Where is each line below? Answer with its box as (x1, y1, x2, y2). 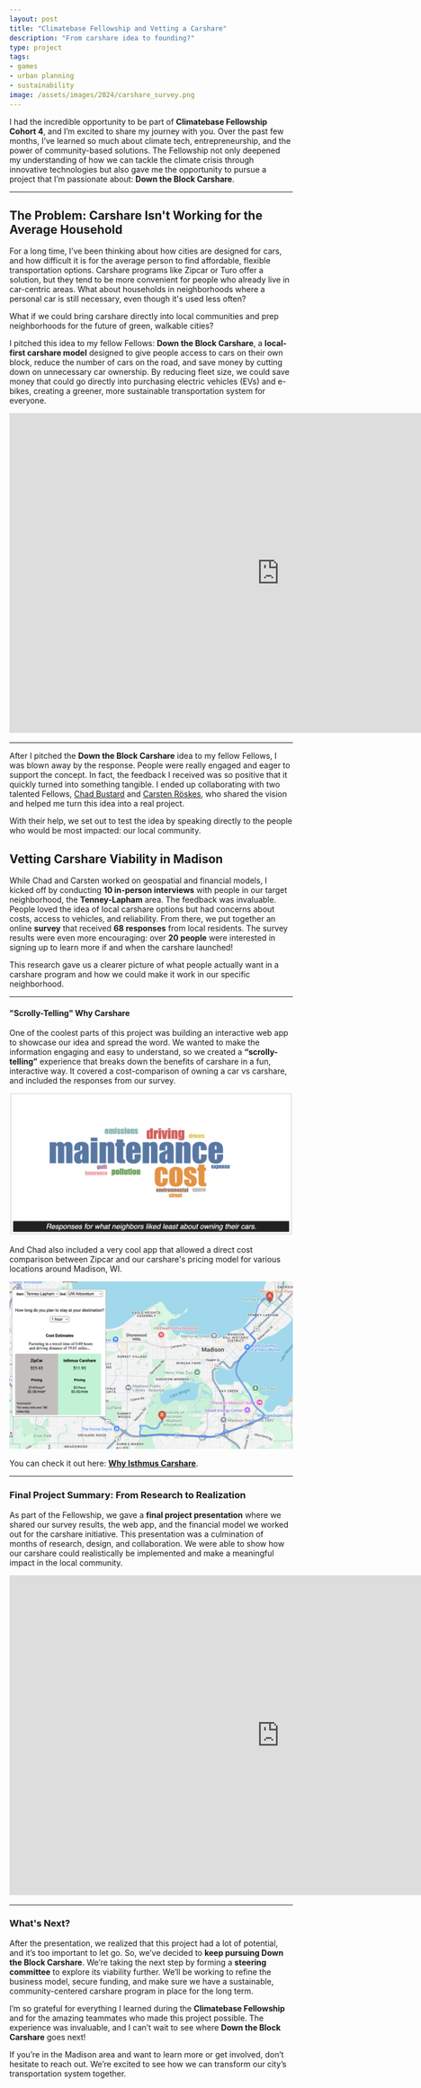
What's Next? (9, 1917, 70, 1930)
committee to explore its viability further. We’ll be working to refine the (9, 1966, 272, 1977)
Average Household (9, 222, 123, 237)
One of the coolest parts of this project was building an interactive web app (9, 1028, 289, 1039)
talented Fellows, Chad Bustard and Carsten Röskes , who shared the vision (9, 789, 288, 799)
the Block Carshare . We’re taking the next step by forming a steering (9, 1957, 267, 1968)
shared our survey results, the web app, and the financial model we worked (9, 1519, 290, 1530)
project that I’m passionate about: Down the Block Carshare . (9, 174, 236, 184)
